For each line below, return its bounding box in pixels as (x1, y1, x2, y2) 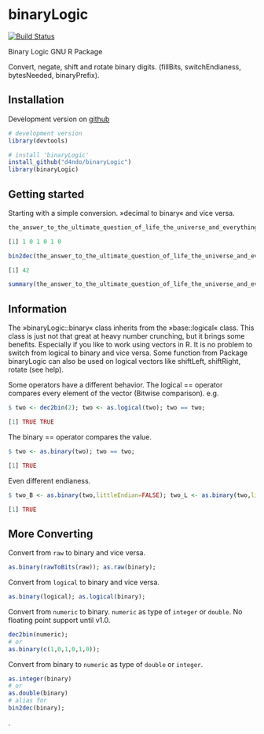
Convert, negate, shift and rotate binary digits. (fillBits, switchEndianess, (8, 61, 242, 72)
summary (8, 280, 34, 288)
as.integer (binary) (8, 675, 72, 683)
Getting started (8, 187, 85, 201)
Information (8, 302, 68, 316)
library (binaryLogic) (8, 165, 79, 174)
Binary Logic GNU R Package (8, 46, 103, 56)
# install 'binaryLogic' (8, 151, 90, 159)
